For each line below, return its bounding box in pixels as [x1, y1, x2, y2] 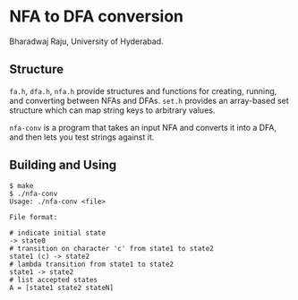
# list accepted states [9, 275, 98, 284]
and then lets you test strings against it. [9, 132, 155, 142]
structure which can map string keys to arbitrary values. [9, 105, 216, 116]
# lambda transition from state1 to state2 [9, 260, 175, 269]
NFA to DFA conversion [9, 6, 184, 27]
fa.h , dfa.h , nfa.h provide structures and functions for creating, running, [9, 85, 277, 96]
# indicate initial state [9, 228, 106, 237]
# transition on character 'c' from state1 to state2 [9, 244, 215, 253]
